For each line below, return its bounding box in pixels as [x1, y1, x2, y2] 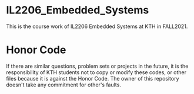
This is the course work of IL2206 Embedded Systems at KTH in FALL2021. [6, 23, 188, 30]
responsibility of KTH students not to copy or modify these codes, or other [6, 68, 187, 76]
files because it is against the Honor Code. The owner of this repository [6, 75, 179, 82]
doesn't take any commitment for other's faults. [6, 81, 122, 88]
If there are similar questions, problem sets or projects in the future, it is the [6, 62, 189, 69]
